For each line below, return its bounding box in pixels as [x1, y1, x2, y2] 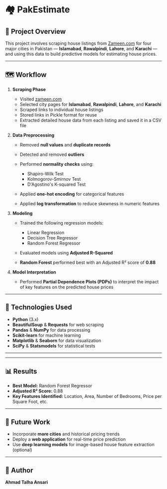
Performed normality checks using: [19, 161, 93, 167]
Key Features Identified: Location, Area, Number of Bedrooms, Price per [12, 393, 162, 399]
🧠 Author [5, 466, 33, 475]
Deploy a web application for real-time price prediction [12, 436, 126, 442]
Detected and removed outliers [19, 151, 84, 157]
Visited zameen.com [19, 96, 62, 102]
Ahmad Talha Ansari [5, 479, 48, 486]
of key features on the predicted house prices [19, 284, 114, 290]
